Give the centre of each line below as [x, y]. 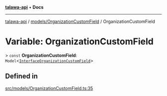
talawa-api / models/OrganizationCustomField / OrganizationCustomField [80, 21]
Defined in [22, 76]
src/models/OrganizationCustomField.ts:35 [49, 88]
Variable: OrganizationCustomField [80, 42]
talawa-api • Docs [24, 7]
